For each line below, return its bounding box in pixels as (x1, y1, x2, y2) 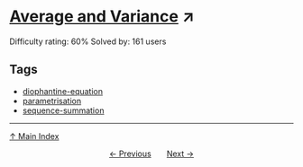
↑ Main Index (9, 130, 60, 141)
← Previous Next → (108, 148, 195, 159)
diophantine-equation (22, 85, 104, 96)
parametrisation (22, 95, 82, 106)
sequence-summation (22, 105, 105, 116)
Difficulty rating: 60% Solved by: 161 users (9, 36, 167, 47)
